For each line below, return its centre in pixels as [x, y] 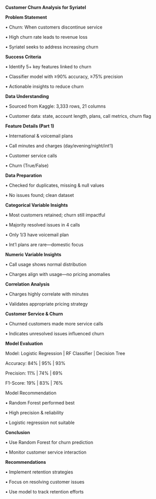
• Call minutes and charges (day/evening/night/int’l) [59, 146]
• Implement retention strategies [39, 472]
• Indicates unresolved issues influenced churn [55, 333]
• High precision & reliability [35, 413]
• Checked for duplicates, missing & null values [55, 185]
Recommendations [26, 462]
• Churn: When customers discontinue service [54, 27]
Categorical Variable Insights [37, 205]
